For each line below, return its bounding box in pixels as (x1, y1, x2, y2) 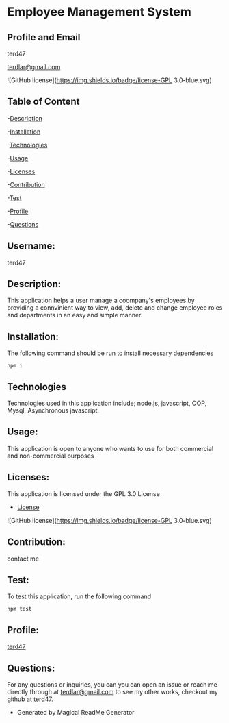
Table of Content (7, 96, 80, 108)
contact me (7, 554, 40, 563)
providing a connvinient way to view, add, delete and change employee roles (7, 304, 223, 312)
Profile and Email (7, 32, 81, 43)
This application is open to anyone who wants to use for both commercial (7, 444, 214, 452)
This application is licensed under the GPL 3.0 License (7, 489, 161, 498)
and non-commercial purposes (7, 452, 94, 460)
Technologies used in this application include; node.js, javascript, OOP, (7, 399, 207, 408)
